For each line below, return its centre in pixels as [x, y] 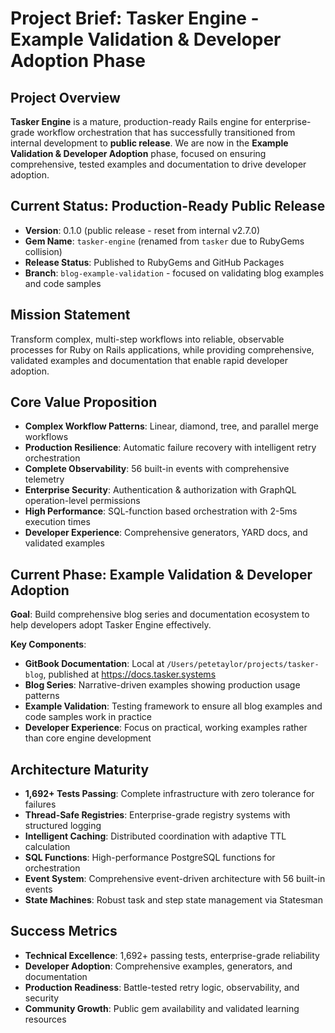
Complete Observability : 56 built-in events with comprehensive [157, 469]
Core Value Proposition [84, 402]
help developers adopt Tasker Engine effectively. [111, 625]
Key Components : [48, 644]
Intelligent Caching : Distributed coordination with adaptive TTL [155, 836]
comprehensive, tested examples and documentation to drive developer [158, 164]
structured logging [63, 826]
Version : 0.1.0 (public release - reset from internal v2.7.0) [142, 230]
